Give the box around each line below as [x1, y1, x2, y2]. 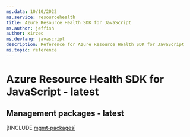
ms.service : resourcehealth [6, 14, 76, 20]
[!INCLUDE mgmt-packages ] [6, 124, 76, 131]
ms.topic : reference [6, 47, 58, 53]
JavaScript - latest [6, 85, 99, 98]
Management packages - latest [6, 109, 125, 119]
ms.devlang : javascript [6, 36, 65, 42]
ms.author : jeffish [6, 25, 55, 31]
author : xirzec [6, 31, 44, 37]
